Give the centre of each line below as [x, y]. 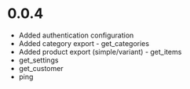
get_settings [38, 60]
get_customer [41, 68]
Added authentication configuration [76, 35]
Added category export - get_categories [84, 43]
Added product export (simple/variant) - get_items [100, 52]
